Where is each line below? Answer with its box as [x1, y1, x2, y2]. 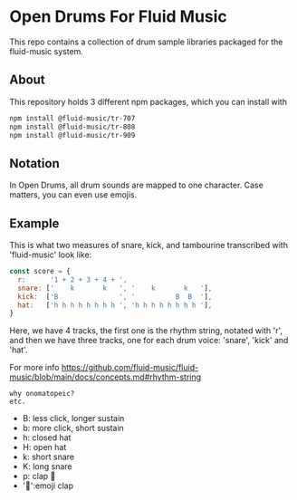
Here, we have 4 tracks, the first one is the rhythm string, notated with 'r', [9, 325, 283, 336]
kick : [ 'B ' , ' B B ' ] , [17, 292, 213, 301]
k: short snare [22, 451, 75, 463]
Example [9, 216, 60, 231]
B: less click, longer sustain [22, 413, 125, 424]
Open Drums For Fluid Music [9, 6, 228, 27]
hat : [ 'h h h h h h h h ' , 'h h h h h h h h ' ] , [17, 301, 213, 310]
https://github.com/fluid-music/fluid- [61, 362, 199, 373]
